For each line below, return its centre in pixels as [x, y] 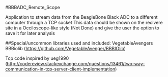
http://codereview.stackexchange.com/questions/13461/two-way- [76, 64]
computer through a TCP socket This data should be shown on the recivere [84, 23]
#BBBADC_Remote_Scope [33, 7]
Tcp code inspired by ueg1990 [37, 58]
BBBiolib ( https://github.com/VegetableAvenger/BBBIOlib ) [66, 48]
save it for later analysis [30, 33]
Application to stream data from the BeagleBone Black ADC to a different [81, 17]
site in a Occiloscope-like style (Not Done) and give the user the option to [82, 28]
